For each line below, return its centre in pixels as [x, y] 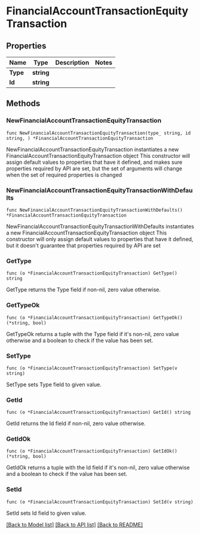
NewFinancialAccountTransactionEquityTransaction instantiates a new [93, 149]
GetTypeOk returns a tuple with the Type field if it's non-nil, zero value [93, 334]
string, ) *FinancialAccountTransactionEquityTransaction [80, 138]
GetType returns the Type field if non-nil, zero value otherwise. [84, 290]
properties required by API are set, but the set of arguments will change [94, 168]
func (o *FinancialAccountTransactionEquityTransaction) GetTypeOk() [95, 318]
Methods [23, 104]
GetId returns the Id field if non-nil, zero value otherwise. [76, 423]
